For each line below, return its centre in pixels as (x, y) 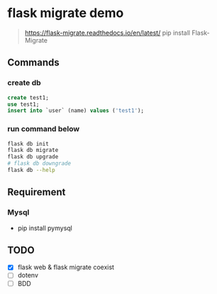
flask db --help (31, 170)
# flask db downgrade (39, 164)
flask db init (28, 143)
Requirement (37, 192)
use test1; (23, 104)
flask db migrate (33, 151)
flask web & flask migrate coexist (66, 267)
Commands (34, 63)
